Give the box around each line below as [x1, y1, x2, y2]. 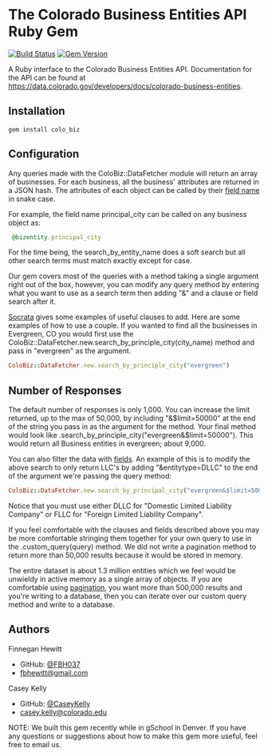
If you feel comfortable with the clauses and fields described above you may [8, 525, 260, 534]
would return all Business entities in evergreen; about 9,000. [8, 439, 206, 448]
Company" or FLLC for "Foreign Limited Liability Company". [8, 510, 204, 519]
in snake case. [8, 194, 56, 203]
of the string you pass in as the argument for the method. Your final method [8, 422, 257, 431]
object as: [8, 218, 41, 227]
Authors [8, 623, 50, 636]
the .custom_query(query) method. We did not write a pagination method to [8, 542, 257, 551]
